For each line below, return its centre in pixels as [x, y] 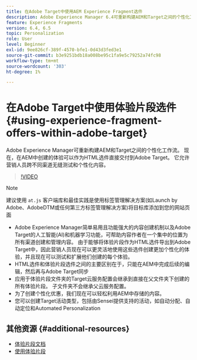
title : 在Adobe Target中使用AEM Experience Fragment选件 [74, 11]
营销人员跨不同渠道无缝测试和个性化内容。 [57, 165]
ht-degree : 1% [23, 72]
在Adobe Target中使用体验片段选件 [91, 108]
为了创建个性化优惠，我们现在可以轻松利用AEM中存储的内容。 [90, 294]
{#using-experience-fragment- [84, 121]
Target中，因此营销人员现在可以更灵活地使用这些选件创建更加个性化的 [99, 249]
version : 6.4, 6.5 [28, 28]
